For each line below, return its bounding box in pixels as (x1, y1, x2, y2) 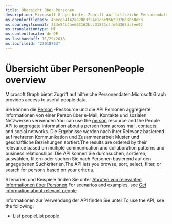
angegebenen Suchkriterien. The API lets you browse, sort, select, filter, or (5, 161, 161, 167)
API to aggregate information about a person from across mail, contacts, (5, 123, 158, 129)
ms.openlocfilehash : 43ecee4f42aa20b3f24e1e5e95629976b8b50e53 (5, 17, 143, 22)
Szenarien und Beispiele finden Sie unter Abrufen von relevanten (5, 176, 142, 182)
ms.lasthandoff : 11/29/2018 (5, 36, 66, 42)
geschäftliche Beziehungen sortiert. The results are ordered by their (5, 139, 147, 145)
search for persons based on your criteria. (5, 166, 95, 173)
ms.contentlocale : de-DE (5, 31, 58, 36)
